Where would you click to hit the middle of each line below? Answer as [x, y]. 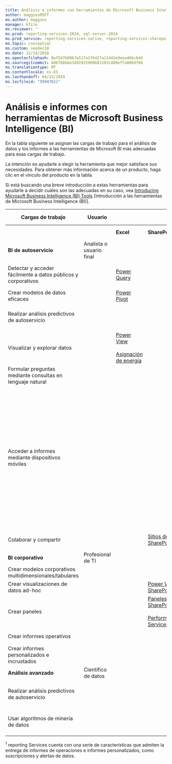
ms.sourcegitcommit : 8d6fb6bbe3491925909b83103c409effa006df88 [74, 63]
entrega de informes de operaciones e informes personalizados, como [80, 750]
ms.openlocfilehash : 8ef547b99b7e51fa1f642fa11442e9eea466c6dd [74, 58]
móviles [17, 464]
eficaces [18, 299]
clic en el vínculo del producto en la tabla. [49, 175]
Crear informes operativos [39, 636]
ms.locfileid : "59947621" [33, 82]
